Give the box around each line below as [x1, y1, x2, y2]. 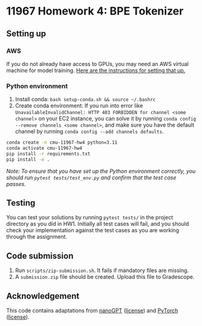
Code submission [6, 250, 74, 261]
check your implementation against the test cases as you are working [6, 227, 180, 234]
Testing [6, 198, 36, 208]
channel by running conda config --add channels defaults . [15, 128, 165, 135]
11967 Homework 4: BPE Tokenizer [6, 4, 184, 18]
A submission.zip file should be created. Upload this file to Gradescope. [15, 273, 195, 281]
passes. [6, 180, 26, 187]
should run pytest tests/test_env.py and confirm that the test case [6, 174, 177, 181]
